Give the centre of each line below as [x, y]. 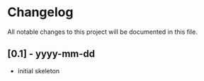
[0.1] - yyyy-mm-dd [51, 54]
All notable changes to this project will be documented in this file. [103, 32]
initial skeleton [39, 70]
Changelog [40, 12]
